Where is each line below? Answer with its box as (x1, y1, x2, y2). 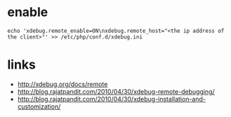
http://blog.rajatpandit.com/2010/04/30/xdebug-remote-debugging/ (17, 87, 216, 95)
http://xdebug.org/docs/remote (17, 80, 108, 88)
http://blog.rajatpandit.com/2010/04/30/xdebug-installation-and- (17, 95, 206, 103)
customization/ (17, 102, 61, 111)
